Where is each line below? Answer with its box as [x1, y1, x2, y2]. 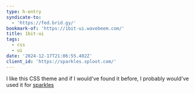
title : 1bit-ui [6, 31, 44, 37]
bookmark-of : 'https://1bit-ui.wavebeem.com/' [6, 25, 125, 32]
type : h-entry [6, 8, 42, 15]
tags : [6, 36, 20, 42]
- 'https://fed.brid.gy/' [11, 20, 77, 26]
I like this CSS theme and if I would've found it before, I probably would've [6, 75, 189, 82]
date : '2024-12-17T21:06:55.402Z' [6, 53, 93, 59]
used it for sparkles [6, 81, 54, 88]
